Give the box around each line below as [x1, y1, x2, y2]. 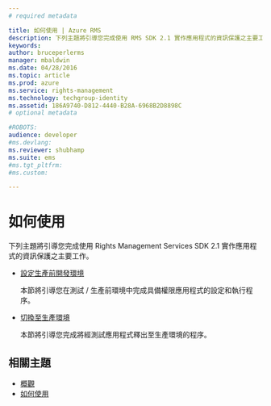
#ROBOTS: [8, 123, 38, 132]
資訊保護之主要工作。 [22, 251, 94, 261]
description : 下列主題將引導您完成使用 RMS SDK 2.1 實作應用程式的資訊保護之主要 [8, 34, 259, 42]
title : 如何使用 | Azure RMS [8, 26, 102, 35]
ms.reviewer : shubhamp [8, 146, 85, 154]
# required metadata [8, 11, 78, 20]
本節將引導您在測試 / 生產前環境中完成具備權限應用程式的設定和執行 [19, 286, 246, 295]
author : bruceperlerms [8, 49, 85, 57]
